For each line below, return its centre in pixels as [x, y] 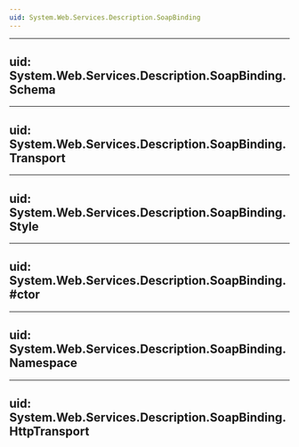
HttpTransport [49, 431]
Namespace [44, 363]
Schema [32, 90]
